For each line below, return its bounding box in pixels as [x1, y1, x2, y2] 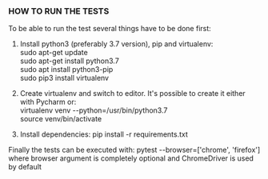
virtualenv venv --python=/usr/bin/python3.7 [19, 105, 168, 115]
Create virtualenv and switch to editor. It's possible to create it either [19, 89, 246, 98]
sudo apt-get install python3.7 [19, 56, 120, 66]
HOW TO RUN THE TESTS [8, 6, 110, 17]
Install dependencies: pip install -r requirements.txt [19, 129, 188, 139]
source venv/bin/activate [19, 114, 102, 124]
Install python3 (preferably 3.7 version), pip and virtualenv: [19, 39, 214, 49]
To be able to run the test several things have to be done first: [8, 24, 212, 34]
